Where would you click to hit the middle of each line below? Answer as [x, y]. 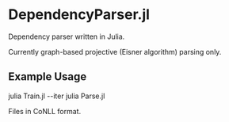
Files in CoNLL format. [45, 111]
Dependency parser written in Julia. [67, 36]
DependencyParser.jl [79, 15]
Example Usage [48, 77]
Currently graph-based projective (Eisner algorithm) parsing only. [115, 51]
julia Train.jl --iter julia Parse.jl [57, 96]
